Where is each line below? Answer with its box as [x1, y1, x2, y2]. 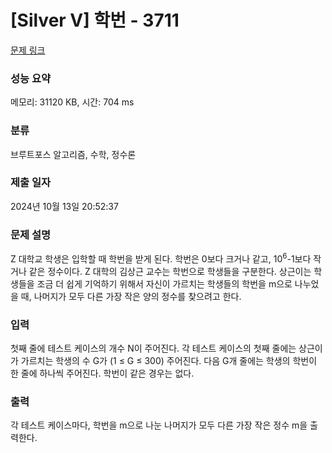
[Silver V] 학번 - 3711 [10, 9, 180, 32]
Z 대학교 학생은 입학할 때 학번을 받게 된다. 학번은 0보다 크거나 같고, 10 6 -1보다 [10, 251, 312, 265]
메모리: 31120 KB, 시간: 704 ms [10, 96, 135, 108]
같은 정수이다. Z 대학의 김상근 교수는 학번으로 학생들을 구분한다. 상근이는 [28, 265, 312, 277]
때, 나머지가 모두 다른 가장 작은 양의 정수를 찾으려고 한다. [20, 290, 242, 302]
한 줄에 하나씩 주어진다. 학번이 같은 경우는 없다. [10, 367, 195, 380]
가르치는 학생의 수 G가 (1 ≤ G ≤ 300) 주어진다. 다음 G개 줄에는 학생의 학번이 [20, 355, 318, 367]
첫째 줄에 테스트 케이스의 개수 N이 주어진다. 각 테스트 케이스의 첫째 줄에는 [10, 342, 297, 355]
